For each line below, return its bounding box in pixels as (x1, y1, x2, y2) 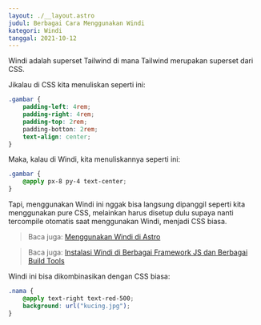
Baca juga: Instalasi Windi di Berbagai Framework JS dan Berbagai (27, 247, 248, 257)
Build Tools (27, 256, 66, 265)
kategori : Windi (8, 26, 62, 34)
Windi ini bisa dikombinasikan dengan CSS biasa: (8, 271, 171, 281)
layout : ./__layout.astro (8, 11, 94, 20)
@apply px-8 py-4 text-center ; (22, 178, 127, 186)
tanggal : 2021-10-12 (8, 34, 78, 42)
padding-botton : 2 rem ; (22, 125, 98, 133)
